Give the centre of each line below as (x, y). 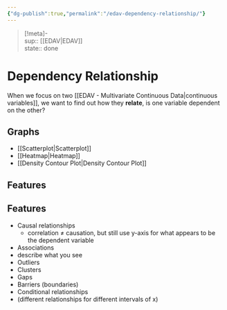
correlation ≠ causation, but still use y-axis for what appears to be (121, 232)
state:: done (41, 48)
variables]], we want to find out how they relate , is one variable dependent (113, 103)
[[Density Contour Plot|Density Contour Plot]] (82, 163)
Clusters (29, 269)
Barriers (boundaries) (48, 284)
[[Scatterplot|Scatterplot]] (54, 148)
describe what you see (50, 255)
